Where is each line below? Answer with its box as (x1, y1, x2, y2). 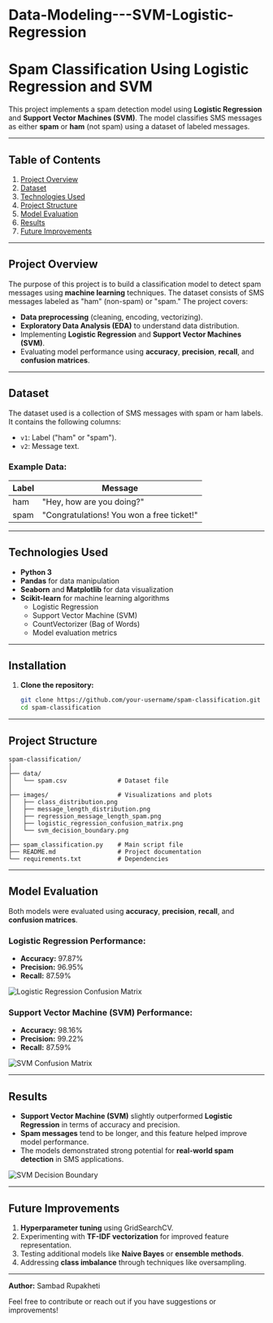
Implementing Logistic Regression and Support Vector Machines (19, 329, 242, 339)
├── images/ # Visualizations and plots (8, 791, 213, 799)
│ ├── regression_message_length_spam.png (8, 812, 162, 820)
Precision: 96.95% (19, 962, 84, 973)
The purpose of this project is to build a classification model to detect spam (8, 279, 262, 289)
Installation (8, 659, 67, 672)
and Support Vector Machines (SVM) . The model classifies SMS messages (8, 113, 262, 123)
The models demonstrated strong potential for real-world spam (19, 1146, 234, 1155)
